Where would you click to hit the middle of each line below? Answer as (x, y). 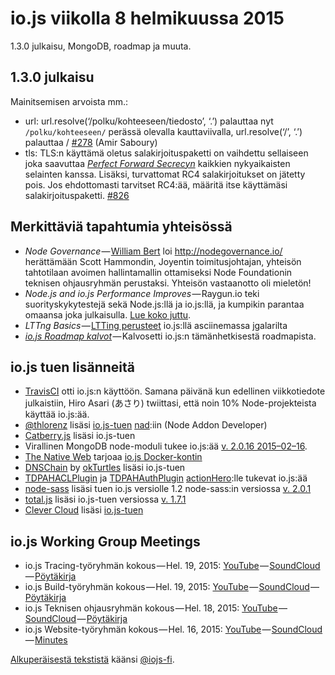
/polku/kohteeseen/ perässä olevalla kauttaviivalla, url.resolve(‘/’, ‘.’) (163, 131)
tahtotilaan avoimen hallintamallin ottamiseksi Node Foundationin (158, 272)
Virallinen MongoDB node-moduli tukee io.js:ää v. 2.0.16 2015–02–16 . (166, 446)
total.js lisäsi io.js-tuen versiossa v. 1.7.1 (105, 499)
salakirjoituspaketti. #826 (77, 195)
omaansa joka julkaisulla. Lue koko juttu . (108, 314)
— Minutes (46, 640)
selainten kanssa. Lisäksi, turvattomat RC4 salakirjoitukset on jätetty (165, 174)
